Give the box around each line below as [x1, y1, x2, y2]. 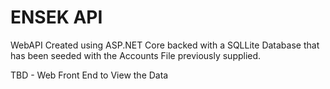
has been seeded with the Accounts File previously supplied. [10, 49, 262, 61]
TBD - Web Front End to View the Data [10, 69, 169, 81]
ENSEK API [10, 6, 103, 29]
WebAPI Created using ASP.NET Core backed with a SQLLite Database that [10, 39, 320, 51]
